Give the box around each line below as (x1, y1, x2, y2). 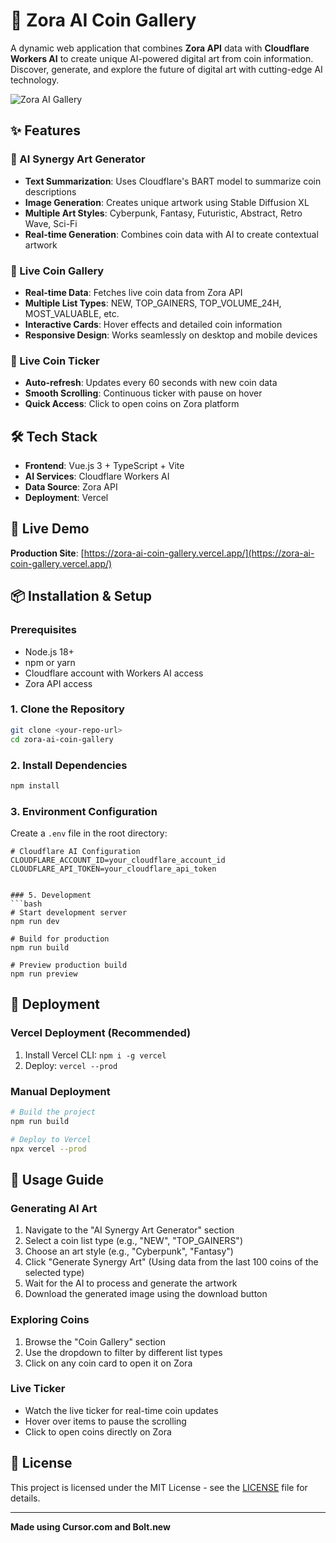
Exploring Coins (10, 1313, 90, 1327)
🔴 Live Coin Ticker (10, 354, 100, 368)
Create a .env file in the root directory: (10, 827, 168, 839)
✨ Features (10, 122, 81, 139)
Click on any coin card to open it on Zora (24, 1357, 193, 1369)
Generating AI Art (10, 1201, 98, 1215)
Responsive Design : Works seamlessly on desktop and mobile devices (24, 329, 318, 341)
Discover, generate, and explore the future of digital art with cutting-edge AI (10, 63, 323, 75)
